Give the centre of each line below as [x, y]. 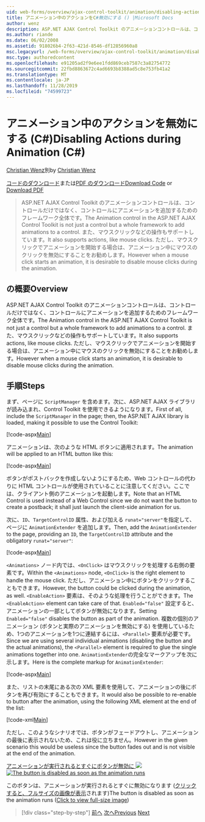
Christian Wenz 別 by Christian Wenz [51, 170]
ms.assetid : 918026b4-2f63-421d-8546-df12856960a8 [72, 46]
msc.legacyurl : [26, 52]
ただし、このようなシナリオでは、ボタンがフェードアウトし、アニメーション [103, 732]
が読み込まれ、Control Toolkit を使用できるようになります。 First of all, [95, 409]
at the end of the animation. [41, 754]
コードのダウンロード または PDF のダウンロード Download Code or [89, 183]
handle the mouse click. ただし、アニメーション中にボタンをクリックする [98, 581]
